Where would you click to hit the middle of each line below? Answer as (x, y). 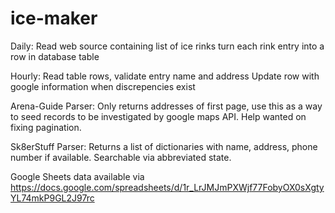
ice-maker (54, 18)
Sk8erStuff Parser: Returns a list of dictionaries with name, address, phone (164, 146)
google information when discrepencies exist (103, 86)
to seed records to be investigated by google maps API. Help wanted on (158, 116)
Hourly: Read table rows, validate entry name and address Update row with (165, 76)
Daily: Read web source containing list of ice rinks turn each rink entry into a (167, 46)
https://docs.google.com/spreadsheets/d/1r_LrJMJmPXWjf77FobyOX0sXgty (167, 187)
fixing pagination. (46, 127)
